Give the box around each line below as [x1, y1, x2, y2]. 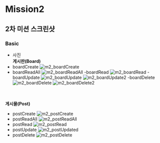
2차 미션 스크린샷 [5, 24, 55, 33]
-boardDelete [127, 74, 155, 80]
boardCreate [12, 63, 39, 69]
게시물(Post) [5, 100, 30, 106]
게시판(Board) [12, 58, 41, 64]
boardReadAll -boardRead [12, 69, 109, 75]
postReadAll [12, 116, 37, 122]
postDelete [12, 131, 35, 138]
